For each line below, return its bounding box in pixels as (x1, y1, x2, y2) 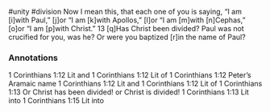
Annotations (8, 52, 58, 63)
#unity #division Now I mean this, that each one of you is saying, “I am (8, 7, 242, 16)
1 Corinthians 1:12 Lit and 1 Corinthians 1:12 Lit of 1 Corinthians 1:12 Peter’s (8, 70, 251, 80)
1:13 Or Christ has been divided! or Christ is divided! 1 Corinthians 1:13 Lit (8, 87, 250, 97)
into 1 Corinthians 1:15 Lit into (8, 96, 105, 106)
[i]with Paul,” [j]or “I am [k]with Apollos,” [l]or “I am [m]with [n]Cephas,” (8, 15, 246, 25)
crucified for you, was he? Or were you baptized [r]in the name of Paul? (8, 32, 246, 42)
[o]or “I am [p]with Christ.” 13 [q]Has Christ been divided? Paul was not (8, 24, 244, 33)
